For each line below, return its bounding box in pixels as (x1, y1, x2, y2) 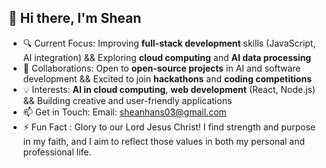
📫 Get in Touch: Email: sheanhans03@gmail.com (22, 106, 227, 118)
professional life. (22, 146, 92, 158)
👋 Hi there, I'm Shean (8, 10, 142, 27)
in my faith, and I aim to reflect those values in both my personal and (22, 135, 306, 147)
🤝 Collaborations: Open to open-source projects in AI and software (22, 62, 301, 74)
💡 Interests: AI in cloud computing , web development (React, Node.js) (22, 83, 316, 95)
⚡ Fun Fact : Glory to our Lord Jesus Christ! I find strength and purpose (22, 121, 316, 133)
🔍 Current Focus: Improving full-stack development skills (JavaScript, (22, 37, 316, 49)
